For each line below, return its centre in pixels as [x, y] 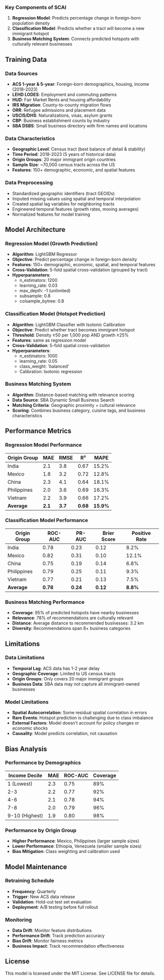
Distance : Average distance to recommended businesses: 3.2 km [78, 623]
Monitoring [19, 920]
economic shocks [30, 728]
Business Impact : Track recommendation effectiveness [68, 946]
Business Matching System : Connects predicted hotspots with [76, 39]
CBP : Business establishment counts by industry [61, 120]
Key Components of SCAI [36, 7]
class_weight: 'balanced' [44, 366]
